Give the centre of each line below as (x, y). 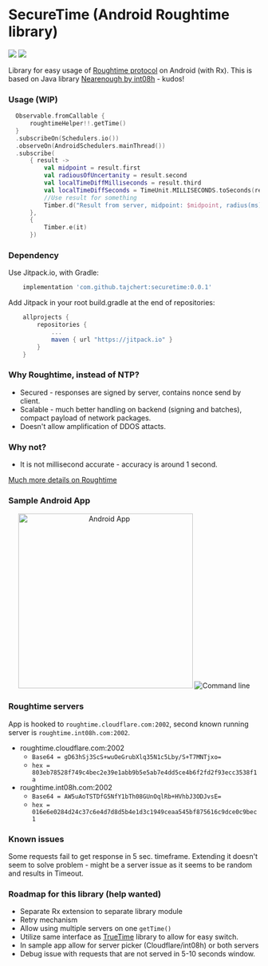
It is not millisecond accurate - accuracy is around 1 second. (118, 464)
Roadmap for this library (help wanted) (85, 894)
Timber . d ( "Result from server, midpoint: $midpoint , (133, 205)
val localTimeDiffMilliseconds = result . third (122, 183)
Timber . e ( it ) (65, 228)
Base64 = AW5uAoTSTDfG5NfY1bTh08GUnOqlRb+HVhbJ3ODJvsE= (126, 797)
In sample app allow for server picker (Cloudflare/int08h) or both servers (139, 945)
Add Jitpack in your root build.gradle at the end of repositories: (112, 303)
